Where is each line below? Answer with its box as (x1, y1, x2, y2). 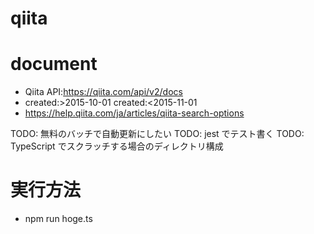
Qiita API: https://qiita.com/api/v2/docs (24, 86, 183, 98)
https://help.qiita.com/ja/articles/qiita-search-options (24, 107, 245, 119)
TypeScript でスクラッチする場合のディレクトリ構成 (10, 140, 224, 152)
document (10, 53, 98, 76)
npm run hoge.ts (24, 213, 93, 225)
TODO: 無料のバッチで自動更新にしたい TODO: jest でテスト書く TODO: (10, 128, 305, 140)
